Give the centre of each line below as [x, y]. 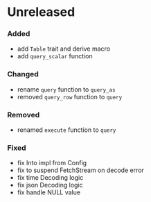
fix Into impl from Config [52, 163]
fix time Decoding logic [50, 178]
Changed [23, 74]
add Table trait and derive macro [64, 49]
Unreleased [41, 12]
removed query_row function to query [70, 96]
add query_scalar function [55, 56]
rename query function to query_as [66, 89]
